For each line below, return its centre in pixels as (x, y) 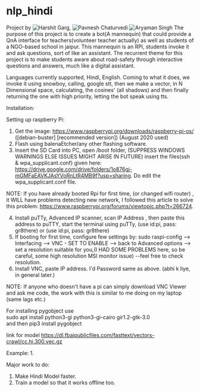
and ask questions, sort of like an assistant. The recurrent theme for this (95, 53)
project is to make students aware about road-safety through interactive (94, 59)
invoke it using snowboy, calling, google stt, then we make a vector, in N (94, 83)
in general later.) (35, 275)
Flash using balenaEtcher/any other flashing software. (81, 143)
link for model (23, 335)
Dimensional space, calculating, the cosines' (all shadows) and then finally (97, 90)
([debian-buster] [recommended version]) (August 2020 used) (91, 137)
